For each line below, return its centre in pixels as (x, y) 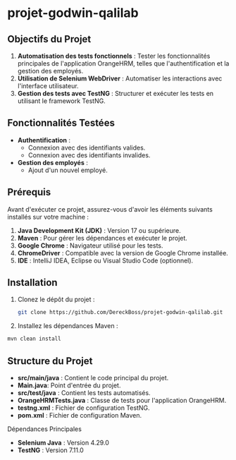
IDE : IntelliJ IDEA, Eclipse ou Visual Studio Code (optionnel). (105, 260)
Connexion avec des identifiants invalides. (89, 155)
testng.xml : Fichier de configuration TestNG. (83, 408)
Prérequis (29, 192)
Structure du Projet (50, 361)
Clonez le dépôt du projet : (56, 299)
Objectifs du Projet (49, 39)
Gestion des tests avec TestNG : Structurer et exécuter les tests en (115, 93)
